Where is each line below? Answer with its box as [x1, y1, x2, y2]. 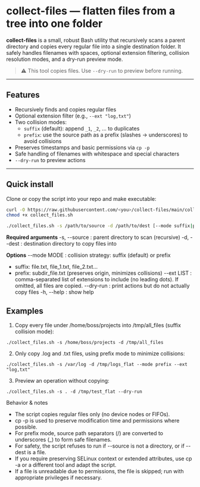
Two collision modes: [14, 118, 67, 126]
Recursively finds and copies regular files [14, 106, 117, 113]
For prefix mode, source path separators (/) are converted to [14, 430, 164, 436]
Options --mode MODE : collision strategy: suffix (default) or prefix [6, 252, 171, 259]
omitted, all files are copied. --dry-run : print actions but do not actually [14, 282, 190, 290]
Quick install [6, 179, 54, 190]
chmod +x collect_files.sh [6, 212, 73, 218]
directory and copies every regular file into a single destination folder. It [6, 43, 182, 50]
